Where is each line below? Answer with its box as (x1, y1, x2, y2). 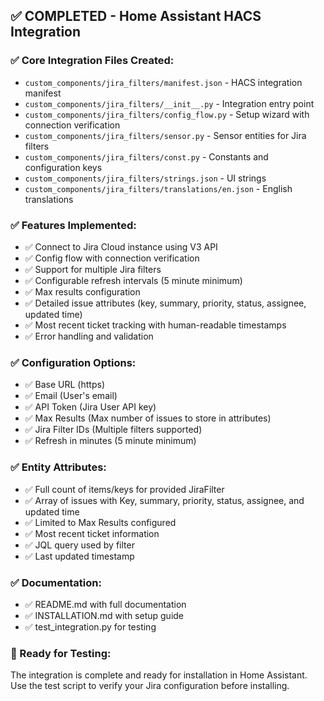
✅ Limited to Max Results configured (24, 516, 177, 528)
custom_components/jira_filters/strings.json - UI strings (24, 172, 267, 184)
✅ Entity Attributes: (10, 460, 107, 474)
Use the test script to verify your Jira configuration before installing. (10, 680, 290, 692)
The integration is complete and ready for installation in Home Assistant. (10, 669, 308, 681)
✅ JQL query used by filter (24, 539, 135, 551)
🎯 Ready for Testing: (10, 646, 112, 660)
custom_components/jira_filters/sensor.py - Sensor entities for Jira (24, 129, 307, 141)
